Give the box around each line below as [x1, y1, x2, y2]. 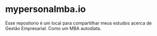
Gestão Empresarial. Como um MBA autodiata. [5, 25, 102, 31]
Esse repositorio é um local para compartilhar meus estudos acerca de [5, 20, 152, 26]
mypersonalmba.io [5, 3, 86, 15]
